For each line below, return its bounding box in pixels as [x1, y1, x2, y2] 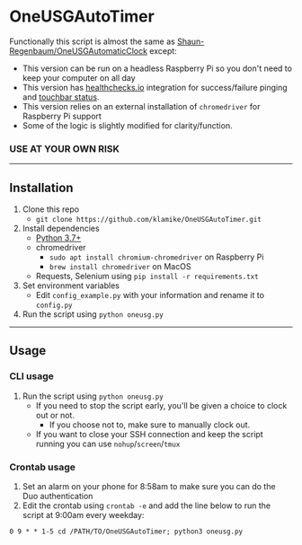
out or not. [35, 409, 75, 420]
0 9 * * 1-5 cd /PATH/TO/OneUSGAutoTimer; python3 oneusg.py [9, 527, 244, 536]
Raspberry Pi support [22, 110, 102, 121]
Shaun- [176, 36, 205, 47]
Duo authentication [22, 491, 93, 502]
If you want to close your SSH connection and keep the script [35, 428, 263, 439]
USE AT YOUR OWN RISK [9, 142, 120, 154]
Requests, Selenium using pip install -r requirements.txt [35, 271, 259, 282]
